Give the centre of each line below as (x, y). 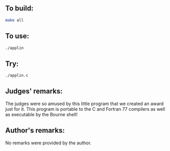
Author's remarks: (35, 130)
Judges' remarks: (34, 91)
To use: (17, 36)
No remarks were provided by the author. (48, 143)
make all (15, 20)
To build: (20, 8)
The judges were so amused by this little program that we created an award (84, 104)
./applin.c (17, 75)
